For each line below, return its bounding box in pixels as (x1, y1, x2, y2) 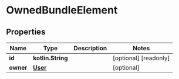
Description (73, 44, 107, 52)
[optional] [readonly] (112, 54, 170, 62)
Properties (6, 27, 46, 37)
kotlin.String (33, 54, 69, 62)
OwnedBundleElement (6, 4, 118, 17)
